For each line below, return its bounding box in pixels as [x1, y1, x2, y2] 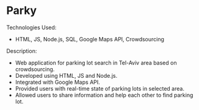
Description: [6, 47, 37, 55]
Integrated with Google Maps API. [15, 78, 101, 86]
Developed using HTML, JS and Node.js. [15, 72, 118, 79]
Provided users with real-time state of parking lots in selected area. [15, 84, 185, 92]
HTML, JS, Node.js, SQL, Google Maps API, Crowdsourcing [15, 35, 165, 43]
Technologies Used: [6, 24, 57, 31]
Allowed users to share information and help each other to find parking [15, 91, 194, 98]
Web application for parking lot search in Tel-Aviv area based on [15, 59, 177, 66]
